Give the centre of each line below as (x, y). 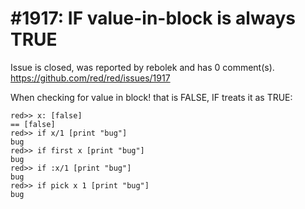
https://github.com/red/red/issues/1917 (90, 78)
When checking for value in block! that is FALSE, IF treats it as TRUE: (151, 97)
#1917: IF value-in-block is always (153, 18)
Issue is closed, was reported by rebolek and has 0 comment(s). (142, 67)
